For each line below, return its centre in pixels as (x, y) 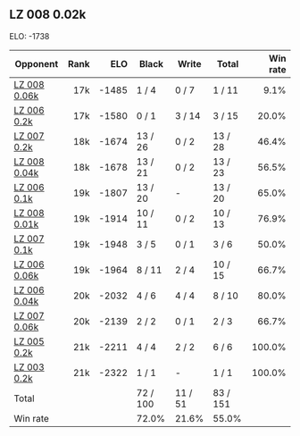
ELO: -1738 (29, 36)
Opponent (37, 63)
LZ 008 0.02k (48, 15)
